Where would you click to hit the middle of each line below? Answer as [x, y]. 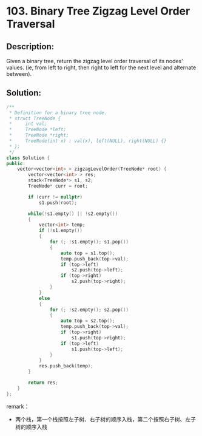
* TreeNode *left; [38, 130]
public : [16, 163]
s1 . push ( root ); [58, 203]
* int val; [28, 124]
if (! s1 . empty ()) [61, 231]
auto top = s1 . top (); [88, 253]
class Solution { [28, 158]
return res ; [43, 383]
